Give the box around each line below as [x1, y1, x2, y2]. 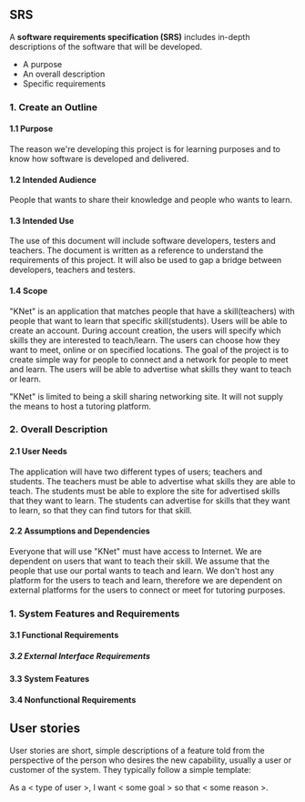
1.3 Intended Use [9, 215, 75, 226]
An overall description [22, 68, 106, 79]
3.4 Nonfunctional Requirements [9, 694, 137, 705]
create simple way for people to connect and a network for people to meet [9, 354, 289, 365]
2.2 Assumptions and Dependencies [9, 525, 150, 536]
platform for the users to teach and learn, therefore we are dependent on [9, 574, 282, 585]
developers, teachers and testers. [9, 264, 136, 276]
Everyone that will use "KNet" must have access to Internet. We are [9, 545, 262, 556]
